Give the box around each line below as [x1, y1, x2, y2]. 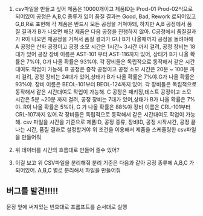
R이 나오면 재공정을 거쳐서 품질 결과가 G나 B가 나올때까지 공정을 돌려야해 [21, 36, 194, 42]
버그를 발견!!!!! [6, 186, 59, 196]
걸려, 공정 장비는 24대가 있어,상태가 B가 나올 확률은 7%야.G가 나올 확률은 [21, 73, 195, 80]
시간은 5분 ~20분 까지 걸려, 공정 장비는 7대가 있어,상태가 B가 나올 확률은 [14, 96, 186, 103]
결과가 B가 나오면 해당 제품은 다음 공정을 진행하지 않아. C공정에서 [21, 28, 176, 35]
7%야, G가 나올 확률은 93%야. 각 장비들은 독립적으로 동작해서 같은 [26, 58, 184, 65]
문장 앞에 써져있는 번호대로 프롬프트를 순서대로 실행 [6, 203, 127, 210]
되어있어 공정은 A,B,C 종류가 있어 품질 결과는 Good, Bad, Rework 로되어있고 [14, 13, 196, 20]
